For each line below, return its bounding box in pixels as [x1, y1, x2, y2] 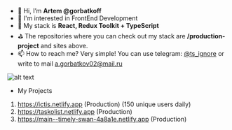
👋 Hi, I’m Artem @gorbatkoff [17, 7, 102, 15]
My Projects [17, 87, 53, 94]
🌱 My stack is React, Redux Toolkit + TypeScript [17, 22, 159, 29]
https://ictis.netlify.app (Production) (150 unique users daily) [17, 100, 191, 108]
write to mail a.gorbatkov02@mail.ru [17, 59, 123, 68]
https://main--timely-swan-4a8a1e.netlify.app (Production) [17, 115, 187, 123]
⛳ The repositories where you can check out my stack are [17, 32, 186, 40]
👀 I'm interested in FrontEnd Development [17, 14, 138, 22]
